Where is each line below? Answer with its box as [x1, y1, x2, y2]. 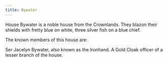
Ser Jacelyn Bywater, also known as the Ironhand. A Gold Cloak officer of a [5, 46, 163, 52]
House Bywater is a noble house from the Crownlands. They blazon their [5, 21, 158, 27]
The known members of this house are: [5, 37, 88, 43]
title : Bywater [5, 7, 38, 13]
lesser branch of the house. [5, 52, 63, 58]
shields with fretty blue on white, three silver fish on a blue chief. [5, 26, 141, 33]
